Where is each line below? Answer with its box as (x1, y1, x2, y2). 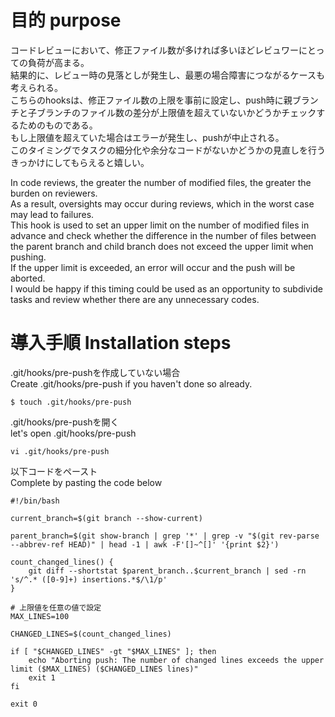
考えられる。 (10, 81, 63, 93)
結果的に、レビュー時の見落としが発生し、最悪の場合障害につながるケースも (10, 69, 325, 81)
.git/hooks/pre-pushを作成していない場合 (10, 366, 181, 378)
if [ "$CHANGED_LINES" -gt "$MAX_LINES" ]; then (10, 646, 217, 656)
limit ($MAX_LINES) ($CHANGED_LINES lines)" (10, 664, 199, 674)
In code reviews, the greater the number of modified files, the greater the (10, 176, 312, 188)
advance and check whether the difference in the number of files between (10, 229, 317, 241)
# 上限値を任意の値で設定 (10, 602, 102, 613)
